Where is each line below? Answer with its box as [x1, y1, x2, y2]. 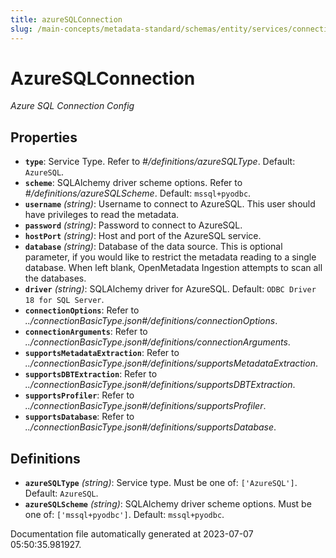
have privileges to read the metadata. [24, 209, 180, 221]
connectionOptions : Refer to [24, 304, 140, 316]
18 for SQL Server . [24, 294, 105, 306]
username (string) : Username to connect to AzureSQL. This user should [24, 198, 316, 210]
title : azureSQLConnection [10, 14, 123, 25]
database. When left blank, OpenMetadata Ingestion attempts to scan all [24, 262, 323, 274]
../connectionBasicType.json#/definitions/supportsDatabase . [24, 421, 277, 433]
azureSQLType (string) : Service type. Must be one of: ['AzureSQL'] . [24, 477, 298, 489]
